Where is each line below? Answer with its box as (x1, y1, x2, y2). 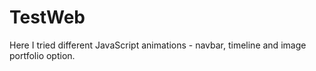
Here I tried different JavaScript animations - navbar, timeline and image (9, 39, 307, 51)
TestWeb (9, 6, 86, 29)
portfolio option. (9, 49, 76, 61)
